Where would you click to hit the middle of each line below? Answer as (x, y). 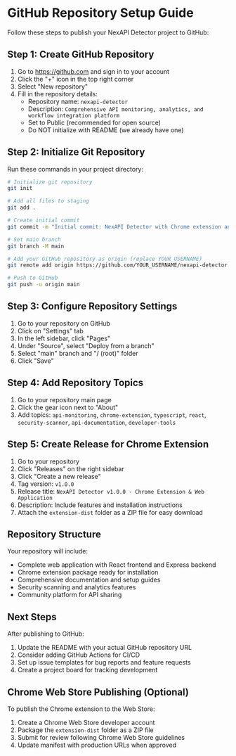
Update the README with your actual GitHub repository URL (104, 648)
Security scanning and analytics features (77, 587)
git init (20, 188)
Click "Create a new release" (59, 476)
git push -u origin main (44, 285)
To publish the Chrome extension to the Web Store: (81, 709)
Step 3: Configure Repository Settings (92, 306)
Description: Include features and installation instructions (100, 505)
